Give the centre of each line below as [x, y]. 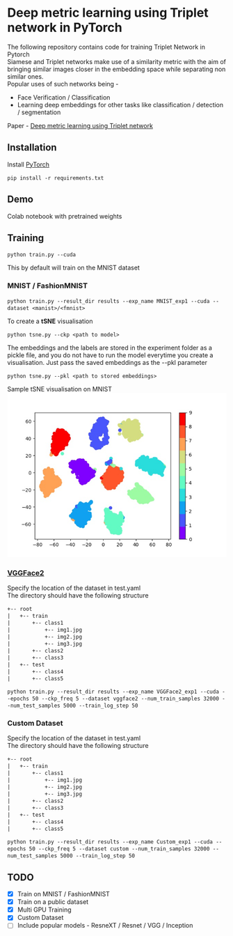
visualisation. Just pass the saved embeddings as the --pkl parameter [107, 362]
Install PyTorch [29, 164]
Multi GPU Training [44, 910]
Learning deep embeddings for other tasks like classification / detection [120, 104]
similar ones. [25, 76]
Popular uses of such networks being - [63, 84]
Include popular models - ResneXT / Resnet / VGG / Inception [105, 926]
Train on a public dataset [53, 902]
